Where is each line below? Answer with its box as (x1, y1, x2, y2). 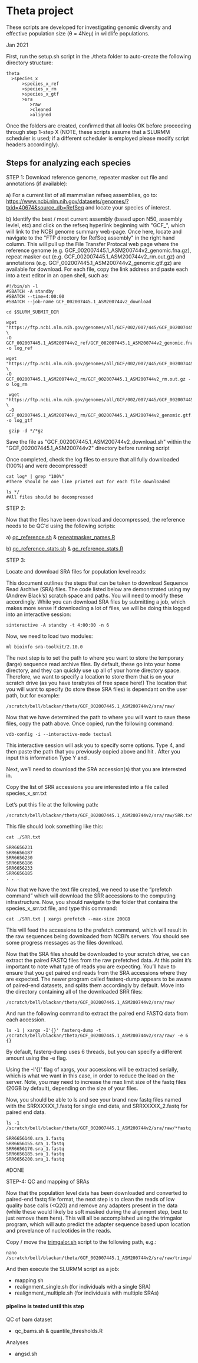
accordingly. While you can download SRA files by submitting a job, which (6, 598, 186, 605)
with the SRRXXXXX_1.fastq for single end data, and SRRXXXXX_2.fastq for (6, 1102, 188, 1109)
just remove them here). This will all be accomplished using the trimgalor (6, 1214, 183, 1221)
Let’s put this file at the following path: (6, 801, 99, 808)
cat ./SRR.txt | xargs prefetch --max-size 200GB (6, 916, 131, 922)
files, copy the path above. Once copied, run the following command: (6, 720, 174, 727)
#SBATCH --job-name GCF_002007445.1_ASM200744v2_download (6, 299, 151, 304)
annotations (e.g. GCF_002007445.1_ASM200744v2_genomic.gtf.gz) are (6, 259, 181, 266)
